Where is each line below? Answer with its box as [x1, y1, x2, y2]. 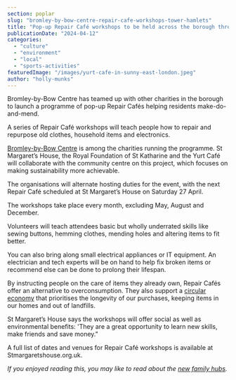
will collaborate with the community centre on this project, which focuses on [7, 159, 228, 168]
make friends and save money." [7, 330, 98, 339]
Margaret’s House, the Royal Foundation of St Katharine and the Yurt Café [7, 151, 221, 160]
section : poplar [7, 10, 55, 18]
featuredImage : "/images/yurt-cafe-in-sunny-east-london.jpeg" [7, 69, 197, 76]
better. [7, 237, 27, 245]
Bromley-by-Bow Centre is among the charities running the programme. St [7, 144, 223, 153]
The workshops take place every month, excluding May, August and [7, 201, 204, 210]
